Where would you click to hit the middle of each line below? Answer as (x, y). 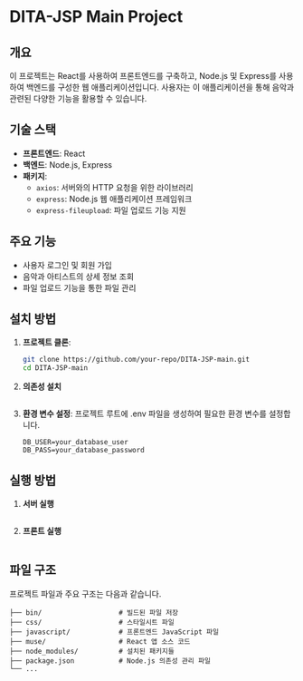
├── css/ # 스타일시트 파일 (92, 622)
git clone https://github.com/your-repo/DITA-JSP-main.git (136, 360)
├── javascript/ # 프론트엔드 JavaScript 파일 (114, 632)
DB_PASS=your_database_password (83, 451)
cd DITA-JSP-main (55, 368)
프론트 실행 (42, 531)
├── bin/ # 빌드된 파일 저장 (94, 613)
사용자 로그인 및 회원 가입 (67, 265)
